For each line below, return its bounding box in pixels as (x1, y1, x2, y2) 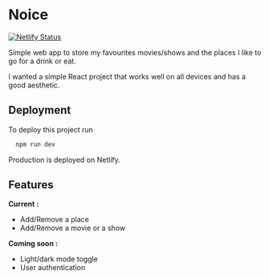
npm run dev (15, 140, 56, 148)
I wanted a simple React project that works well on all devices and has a (8, 71, 247, 81)
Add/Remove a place (19, 215, 90, 224)
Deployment (8, 103, 71, 117)
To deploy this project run (8, 124, 94, 134)
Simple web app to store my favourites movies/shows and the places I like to (8, 47, 262, 57)
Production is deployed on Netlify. (8, 155, 120, 164)
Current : (8, 199, 39, 209)
